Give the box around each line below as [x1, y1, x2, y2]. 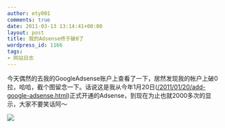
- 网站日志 [7, 55, 34, 62]
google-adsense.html [7, 91, 68, 99]
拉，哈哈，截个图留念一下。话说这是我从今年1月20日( [7, 83, 158, 91]
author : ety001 [7, 10, 51, 17]
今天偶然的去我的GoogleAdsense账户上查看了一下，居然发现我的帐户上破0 [7, 74, 218, 82]
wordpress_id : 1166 [7, 42, 63, 49]
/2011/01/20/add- [157, 83, 206, 91]
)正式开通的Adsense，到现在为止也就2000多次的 [67, 91, 206, 99]
